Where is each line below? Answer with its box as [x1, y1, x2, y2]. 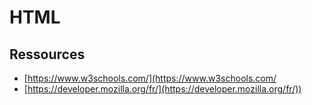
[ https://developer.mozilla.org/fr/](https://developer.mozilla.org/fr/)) [23, 83, 302, 95]
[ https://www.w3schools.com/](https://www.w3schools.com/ [23, 72, 277, 84]
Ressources [9, 46, 86, 63]
